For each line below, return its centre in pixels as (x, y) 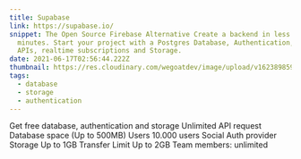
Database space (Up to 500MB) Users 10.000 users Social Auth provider (143, 136)
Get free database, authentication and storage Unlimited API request (136, 126)
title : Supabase (39, 17)
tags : (19, 76)
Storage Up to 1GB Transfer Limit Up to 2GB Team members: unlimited (139, 145)
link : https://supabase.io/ (62, 26)
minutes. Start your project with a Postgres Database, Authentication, (156, 42)
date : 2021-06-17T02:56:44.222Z (69, 59)
